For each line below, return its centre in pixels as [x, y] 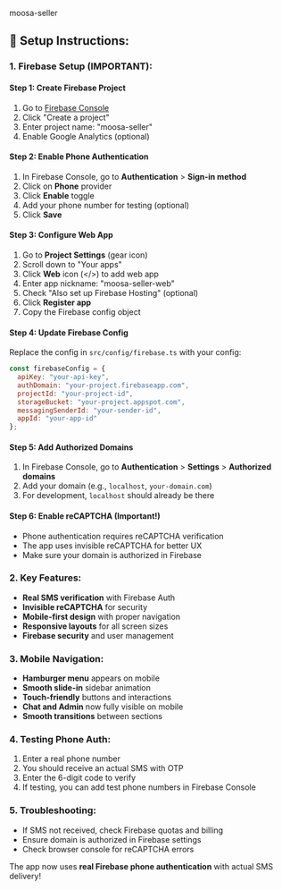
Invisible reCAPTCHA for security [85, 606]
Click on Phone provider [67, 186]
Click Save [42, 215]
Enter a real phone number [71, 759]
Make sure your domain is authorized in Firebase [112, 555]
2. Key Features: [46, 578]
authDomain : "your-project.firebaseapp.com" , [104, 385]
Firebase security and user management [98, 635]
